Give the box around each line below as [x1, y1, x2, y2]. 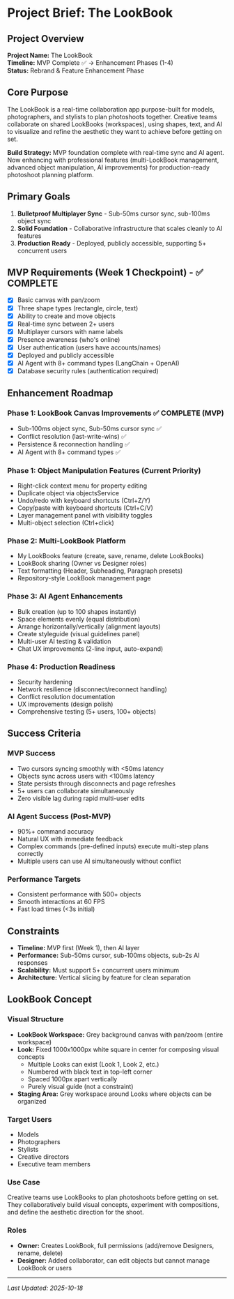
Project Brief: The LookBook [7, 5, 173, 21]
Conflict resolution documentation [17, 692, 116, 700]
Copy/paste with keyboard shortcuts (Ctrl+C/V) [17, 504, 153, 512]
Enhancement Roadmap [7, 387, 114, 399]
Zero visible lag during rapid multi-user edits [17, 794, 145, 802]
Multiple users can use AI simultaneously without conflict [17, 857, 182, 865]
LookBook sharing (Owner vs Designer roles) [17, 560, 147, 568]
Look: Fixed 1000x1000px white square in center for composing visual [17, 1045, 219, 1053]
